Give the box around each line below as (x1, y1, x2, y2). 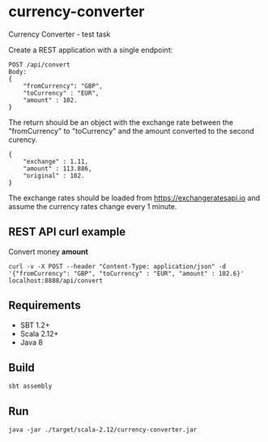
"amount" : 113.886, (23, 165, 92, 173)
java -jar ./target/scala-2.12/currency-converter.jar (8, 426, 198, 434)
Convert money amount (8, 247, 89, 256)
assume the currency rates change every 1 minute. (8, 201, 177, 211)
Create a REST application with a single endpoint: (8, 45, 173, 54)
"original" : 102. (23, 171, 85, 180)
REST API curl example (8, 225, 126, 239)
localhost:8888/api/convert (8, 277, 104, 285)
